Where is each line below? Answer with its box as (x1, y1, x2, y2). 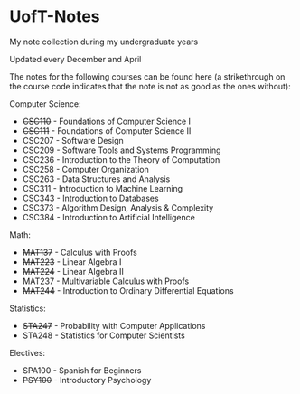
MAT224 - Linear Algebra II (22, 266, 125, 277)
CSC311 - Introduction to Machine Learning (22, 183, 183, 193)
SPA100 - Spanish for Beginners (22, 364, 142, 376)
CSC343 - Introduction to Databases (22, 192, 160, 203)
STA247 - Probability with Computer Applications (22, 320, 206, 331)
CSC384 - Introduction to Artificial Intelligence (22, 211, 196, 222)
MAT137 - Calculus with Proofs (22, 247, 137, 258)
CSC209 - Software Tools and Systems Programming (22, 145, 221, 155)
